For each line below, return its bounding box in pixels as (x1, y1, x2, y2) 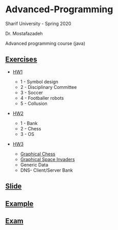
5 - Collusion (20, 100, 48, 106)
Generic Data (20, 162, 49, 168)
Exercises (5, 55, 37, 64)
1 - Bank (20, 120, 38, 126)
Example (5, 199, 34, 208)
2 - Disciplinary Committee (20, 84, 77, 90)
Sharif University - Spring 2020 (5, 20, 72, 27)
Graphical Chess (20, 151, 56, 157)
